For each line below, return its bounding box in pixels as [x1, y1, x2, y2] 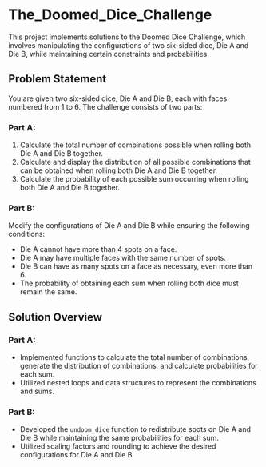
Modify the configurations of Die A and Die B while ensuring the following [8, 221, 250, 230]
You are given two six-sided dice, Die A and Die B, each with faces [8, 94, 228, 103]
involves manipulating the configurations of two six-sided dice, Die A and [8, 40, 249, 50]
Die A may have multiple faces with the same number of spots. [19, 253, 226, 263]
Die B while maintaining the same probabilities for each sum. [19, 433, 220, 443]
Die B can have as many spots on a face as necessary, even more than [19, 261, 253, 271]
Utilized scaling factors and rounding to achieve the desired [19, 441, 216, 451]
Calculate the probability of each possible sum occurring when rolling [19, 174, 249, 184]
